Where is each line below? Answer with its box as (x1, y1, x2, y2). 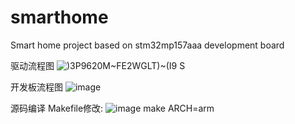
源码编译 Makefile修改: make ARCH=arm (10, 102, 215, 114)
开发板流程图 (10, 81, 63, 93)
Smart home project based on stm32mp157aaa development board (10, 39, 285, 51)
